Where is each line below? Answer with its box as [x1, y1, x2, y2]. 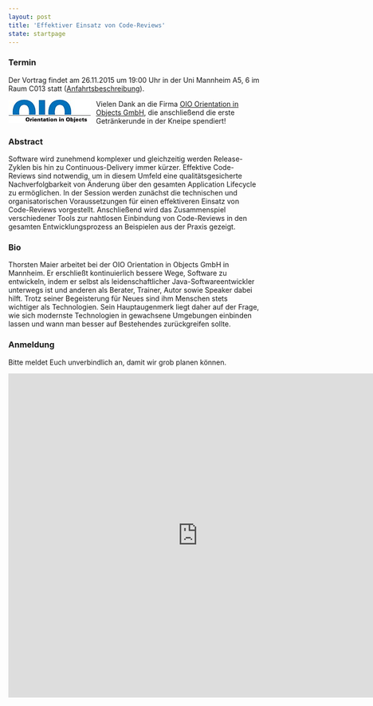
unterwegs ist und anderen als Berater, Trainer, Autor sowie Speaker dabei [8, 286, 253, 295]
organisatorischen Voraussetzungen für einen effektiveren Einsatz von [8, 196, 240, 206]
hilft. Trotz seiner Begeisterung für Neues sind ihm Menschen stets [8, 294, 229, 303]
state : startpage [8, 30, 66, 37]
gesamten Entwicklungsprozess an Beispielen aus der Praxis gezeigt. [8, 222, 236, 231]
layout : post [8, 13, 52, 21]
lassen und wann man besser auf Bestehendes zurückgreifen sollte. [8, 319, 231, 329]
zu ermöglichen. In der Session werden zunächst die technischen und [8, 187, 238, 197]
